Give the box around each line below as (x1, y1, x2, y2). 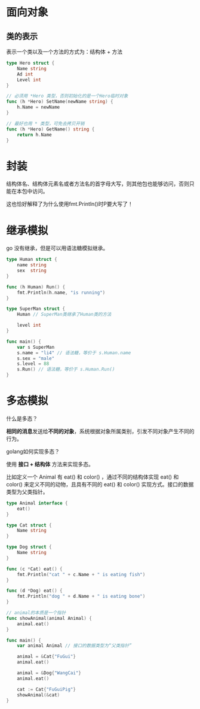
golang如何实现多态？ (6, 448, 60, 455)
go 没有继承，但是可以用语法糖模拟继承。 (6, 245, 109, 252)
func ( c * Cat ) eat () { (6, 566, 63, 572)
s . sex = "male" (17, 355, 55, 361)
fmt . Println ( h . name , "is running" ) (17, 290, 106, 296)
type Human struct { (6, 257, 58, 263)
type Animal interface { (6, 500, 68, 506)
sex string (17, 267, 47, 273)
